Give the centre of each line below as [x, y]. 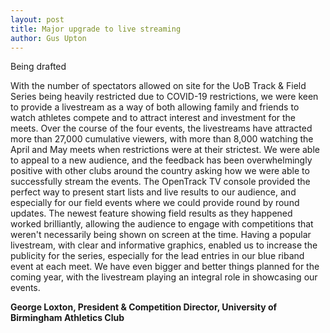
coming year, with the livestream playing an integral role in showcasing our [164, 277]
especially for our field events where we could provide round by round [155, 203]
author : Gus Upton [48, 38]
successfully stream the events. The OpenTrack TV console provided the [160, 182]
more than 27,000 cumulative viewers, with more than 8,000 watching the [162, 139]
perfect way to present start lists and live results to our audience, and [153, 192]
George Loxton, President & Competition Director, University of [144, 307]
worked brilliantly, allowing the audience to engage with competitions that [162, 224]
